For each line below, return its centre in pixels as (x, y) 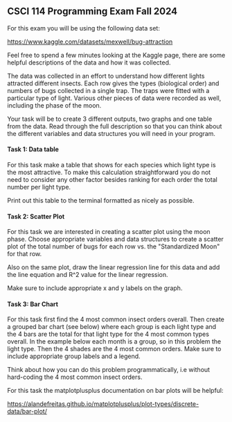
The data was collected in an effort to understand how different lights (106, 76)
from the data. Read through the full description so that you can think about (115, 126)
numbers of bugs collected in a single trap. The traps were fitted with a (108, 90)
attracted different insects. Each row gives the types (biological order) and (113, 83)
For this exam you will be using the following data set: (84, 28)
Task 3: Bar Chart (33, 304)
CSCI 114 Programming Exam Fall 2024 (92, 11)
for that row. (25, 254)
